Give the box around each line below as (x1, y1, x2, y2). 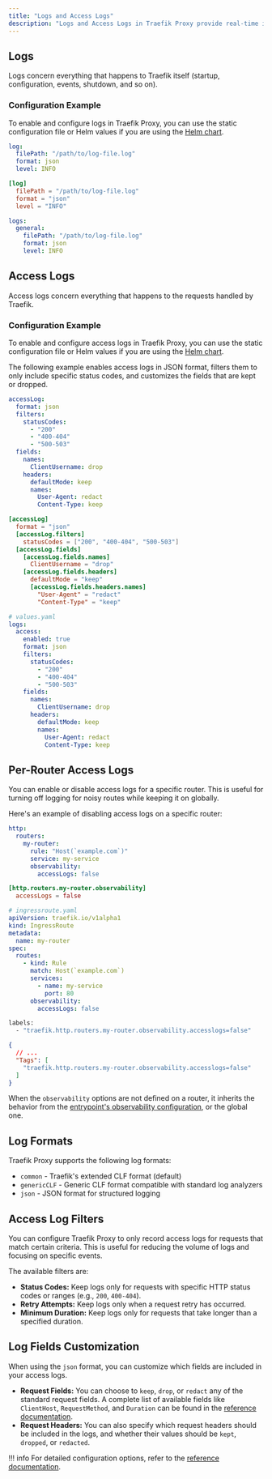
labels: (8, 1019, 35, 1027)
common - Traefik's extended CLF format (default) (19, 1171, 182, 1181)
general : (15, 224, 45, 232)
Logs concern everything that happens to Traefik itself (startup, (8, 70, 220, 81)
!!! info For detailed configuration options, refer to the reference (8, 1453, 220, 1463)
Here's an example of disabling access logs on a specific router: (8, 809, 223, 819)
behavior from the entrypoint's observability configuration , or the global (8, 1102, 249, 1112)
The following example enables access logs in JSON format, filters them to (8, 362, 257, 373)
